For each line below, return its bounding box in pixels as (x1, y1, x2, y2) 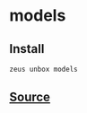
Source (9, 90, 51, 105)
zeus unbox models (9, 65, 78, 74)
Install (9, 41, 45, 56)
